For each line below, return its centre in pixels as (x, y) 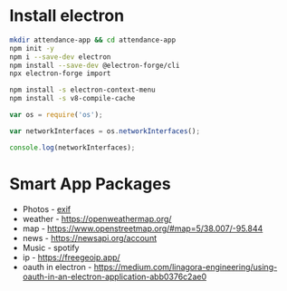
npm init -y (32, 48)
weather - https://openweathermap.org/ (97, 218)
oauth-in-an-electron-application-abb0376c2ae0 (114, 276)
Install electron (67, 16)
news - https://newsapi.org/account (89, 238)
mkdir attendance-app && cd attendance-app (93, 40)
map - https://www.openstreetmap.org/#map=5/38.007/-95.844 (143, 228)
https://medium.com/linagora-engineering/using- (186, 267)
